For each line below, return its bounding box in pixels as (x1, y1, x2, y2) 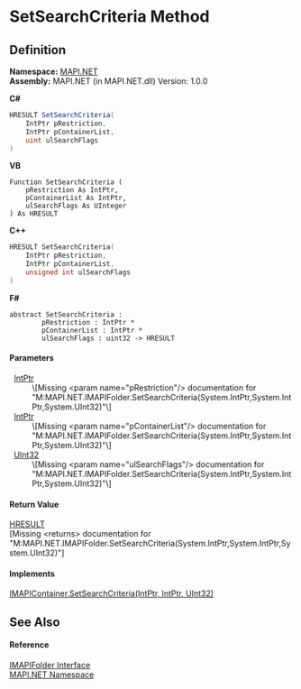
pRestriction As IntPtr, (25, 186, 119, 195)
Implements (9, 568, 56, 579)
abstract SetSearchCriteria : (9, 309, 123, 319)
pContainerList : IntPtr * (41, 326, 143, 335)
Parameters (9, 353, 54, 363)
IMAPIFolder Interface (9, 659, 91, 670)
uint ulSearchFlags (25, 135, 99, 145)
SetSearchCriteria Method (9, 6, 210, 27)
